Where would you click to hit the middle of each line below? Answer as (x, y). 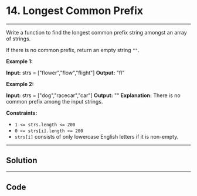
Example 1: (20, 61)
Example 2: (20, 84)
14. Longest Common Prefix (75, 11)
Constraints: (22, 113)
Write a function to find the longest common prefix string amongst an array (97, 32)
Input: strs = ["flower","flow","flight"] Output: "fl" (65, 73)
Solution (22, 161)
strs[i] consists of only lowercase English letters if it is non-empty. (96, 136)
